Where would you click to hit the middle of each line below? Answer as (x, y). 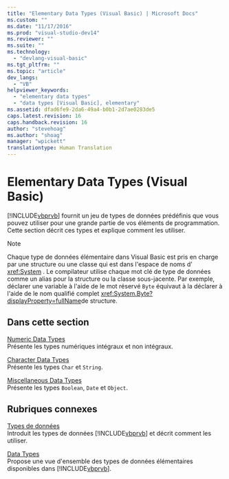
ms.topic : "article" (37, 71)
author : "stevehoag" (37, 129)
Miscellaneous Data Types (45, 380)
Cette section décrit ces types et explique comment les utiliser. (96, 230)
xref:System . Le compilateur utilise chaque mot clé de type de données (109, 271)
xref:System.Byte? (127, 293)
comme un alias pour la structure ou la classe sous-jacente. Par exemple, (111, 279)
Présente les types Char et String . (55, 367)
